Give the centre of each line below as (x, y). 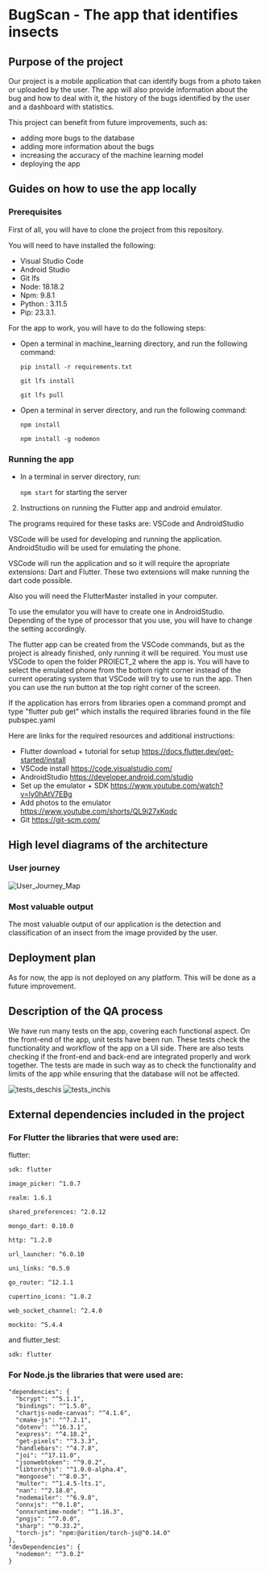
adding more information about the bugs (87, 146)
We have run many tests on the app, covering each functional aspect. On (129, 1030)
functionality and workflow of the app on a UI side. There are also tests (126, 1048)
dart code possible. (40, 580)
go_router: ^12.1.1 (41, 1283)
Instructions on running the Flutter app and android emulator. (121, 508)
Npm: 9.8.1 (37, 295)
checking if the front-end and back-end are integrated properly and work (130, 1056)
